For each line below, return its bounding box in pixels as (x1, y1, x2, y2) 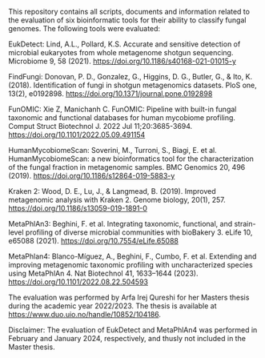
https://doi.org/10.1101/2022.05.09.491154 (8, 130, 146, 139)
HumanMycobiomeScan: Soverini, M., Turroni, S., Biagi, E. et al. (8, 146, 218, 155)
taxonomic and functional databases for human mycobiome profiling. (8, 113, 236, 123)
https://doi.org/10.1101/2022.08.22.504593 (8, 277, 148, 287)
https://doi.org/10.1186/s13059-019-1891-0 (8, 203, 148, 213)
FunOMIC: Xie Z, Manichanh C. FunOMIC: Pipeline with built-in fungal (8, 104, 237, 114)
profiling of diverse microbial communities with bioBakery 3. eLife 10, (25, 227, 253, 237)
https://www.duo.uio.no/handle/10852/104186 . (8, 310, 162, 319)
